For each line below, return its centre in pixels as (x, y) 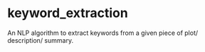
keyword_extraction (68, 13)
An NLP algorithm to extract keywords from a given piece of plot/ (103, 33)
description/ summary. (40, 40)
